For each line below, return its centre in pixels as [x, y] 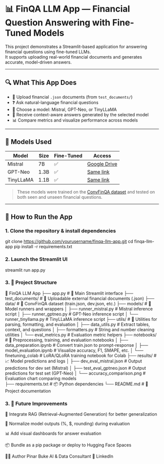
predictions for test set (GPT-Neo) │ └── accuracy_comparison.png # [75, 373]
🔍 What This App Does [41, 83]
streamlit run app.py [25, 270]
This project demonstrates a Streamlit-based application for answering [76, 46]
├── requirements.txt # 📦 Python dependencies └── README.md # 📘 [77, 384]
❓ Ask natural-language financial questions [55, 102]
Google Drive [102, 164]
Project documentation [28, 391]
